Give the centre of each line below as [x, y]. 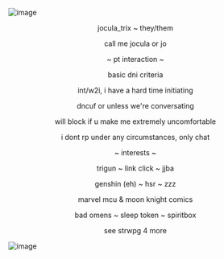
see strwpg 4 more [135, 230]
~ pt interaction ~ [135, 59]
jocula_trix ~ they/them [135, 28]
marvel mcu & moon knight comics [135, 199]
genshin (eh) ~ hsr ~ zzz [135, 184]
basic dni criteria [135, 75]
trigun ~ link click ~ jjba [135, 168]
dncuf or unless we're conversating [135, 106]
